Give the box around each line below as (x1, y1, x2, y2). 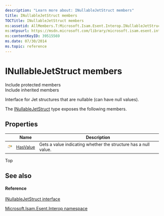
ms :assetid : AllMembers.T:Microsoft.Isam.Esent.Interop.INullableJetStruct (5, 23, 163, 28)
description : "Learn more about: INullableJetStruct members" (5, 8, 134, 13)
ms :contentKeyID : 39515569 (5, 34, 60, 39)
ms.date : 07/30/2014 (5, 39, 47, 44)
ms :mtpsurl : (5, 28, 29, 34)
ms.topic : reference (5, 44, 47, 49)
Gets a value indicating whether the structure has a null (39, 142, 150, 148)
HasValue (16, 144, 35, 150)
